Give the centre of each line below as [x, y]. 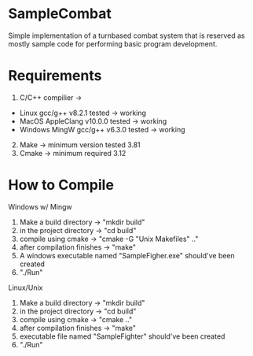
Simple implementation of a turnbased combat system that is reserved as [126, 35]
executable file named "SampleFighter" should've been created [122, 336]
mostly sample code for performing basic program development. [113, 43]
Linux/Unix [26, 287]
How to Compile [61, 185]
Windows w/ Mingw [40, 206]
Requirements [55, 76]
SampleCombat [60, 14]
